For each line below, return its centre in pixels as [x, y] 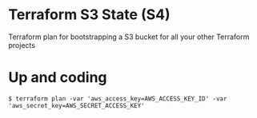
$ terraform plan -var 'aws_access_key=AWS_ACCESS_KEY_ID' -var [118, 98]
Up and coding [58, 78]
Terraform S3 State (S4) [89, 15]
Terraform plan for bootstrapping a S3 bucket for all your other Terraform [129, 37]
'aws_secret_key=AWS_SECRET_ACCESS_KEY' [77, 105]
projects [22, 45]
